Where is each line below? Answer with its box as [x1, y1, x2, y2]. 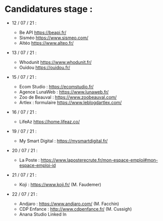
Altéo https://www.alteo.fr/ [19, 40, 74, 46]
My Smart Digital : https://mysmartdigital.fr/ [19, 138, 108, 144]
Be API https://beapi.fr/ [19, 29, 66, 35]
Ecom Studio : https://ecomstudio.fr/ [19, 83, 94, 90]
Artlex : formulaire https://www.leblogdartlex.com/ [19, 99, 122, 105]
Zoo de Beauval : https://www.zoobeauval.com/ [19, 94, 117, 100]
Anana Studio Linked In [19, 211, 67, 217]
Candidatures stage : [4, 3, 93, 15]
